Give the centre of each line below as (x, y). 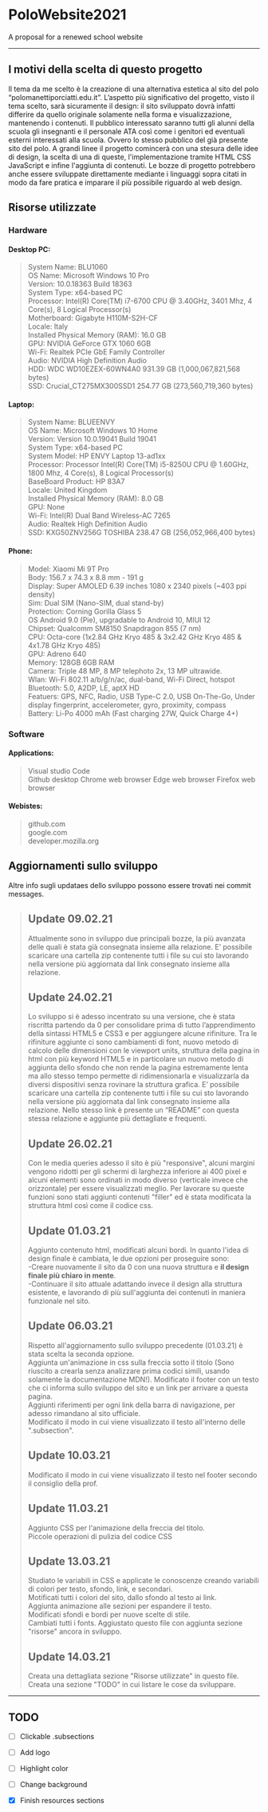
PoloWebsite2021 (67, 15)
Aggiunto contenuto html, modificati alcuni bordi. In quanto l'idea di (138, 1250)
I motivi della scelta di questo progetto (106, 70)
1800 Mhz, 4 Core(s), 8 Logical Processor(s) (100, 473)
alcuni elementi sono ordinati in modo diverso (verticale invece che (138, 1180)
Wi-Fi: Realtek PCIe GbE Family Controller (97, 352)
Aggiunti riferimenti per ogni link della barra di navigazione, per (131, 1405)
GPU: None (46, 507)
